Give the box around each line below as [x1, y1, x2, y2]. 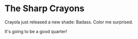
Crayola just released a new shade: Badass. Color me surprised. [4, 19, 134, 25]
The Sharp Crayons [4, 3, 85, 14]
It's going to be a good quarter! [4, 28, 67, 34]
